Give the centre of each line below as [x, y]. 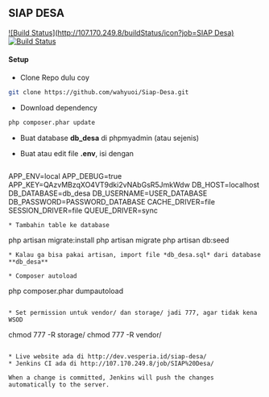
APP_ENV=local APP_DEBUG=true [65, 176]
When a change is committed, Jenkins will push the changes [112, 378]
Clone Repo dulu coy [55, 78]
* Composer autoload [43, 276]
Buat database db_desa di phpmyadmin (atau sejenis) [110, 138]
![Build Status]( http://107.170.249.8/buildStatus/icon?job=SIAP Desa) [121, 32]
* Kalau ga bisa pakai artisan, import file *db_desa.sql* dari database [135, 254]
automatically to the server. [59, 385]
